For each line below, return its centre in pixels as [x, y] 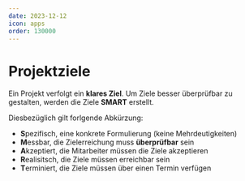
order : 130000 [32, 31]
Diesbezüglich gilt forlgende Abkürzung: [76, 118]
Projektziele [49, 71]
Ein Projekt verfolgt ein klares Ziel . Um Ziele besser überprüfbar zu [120, 93]
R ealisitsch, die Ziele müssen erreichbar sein [95, 160]
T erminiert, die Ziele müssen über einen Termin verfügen [116, 168]
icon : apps [27, 24]
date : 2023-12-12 [38, 16]
